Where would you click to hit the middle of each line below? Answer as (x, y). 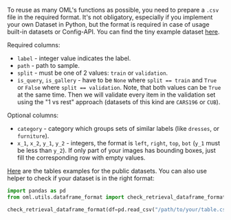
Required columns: (34, 45)
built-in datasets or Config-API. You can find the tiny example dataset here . (113, 32)
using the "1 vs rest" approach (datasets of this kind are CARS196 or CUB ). (119, 102)
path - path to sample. (48, 65)
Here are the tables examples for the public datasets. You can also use (107, 171)
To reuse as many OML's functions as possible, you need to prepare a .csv (113, 10)
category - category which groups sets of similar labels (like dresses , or (118, 129)
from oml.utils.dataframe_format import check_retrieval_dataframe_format (117, 197)
